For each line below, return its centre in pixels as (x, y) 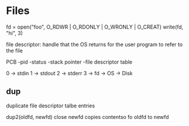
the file (15, 50)
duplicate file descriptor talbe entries (51, 106)
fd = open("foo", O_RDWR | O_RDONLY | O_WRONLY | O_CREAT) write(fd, (95, 27)
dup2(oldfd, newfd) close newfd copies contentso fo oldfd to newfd (87, 117)
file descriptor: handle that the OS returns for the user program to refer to (94, 44)
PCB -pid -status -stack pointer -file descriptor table (69, 62)
